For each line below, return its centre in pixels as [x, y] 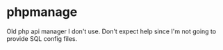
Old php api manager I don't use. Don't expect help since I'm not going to [111, 31]
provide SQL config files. [42, 38]
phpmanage [42, 12]
